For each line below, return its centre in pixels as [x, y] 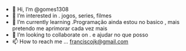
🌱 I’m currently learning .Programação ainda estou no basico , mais [96, 22]
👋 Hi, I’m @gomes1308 [40, 9]
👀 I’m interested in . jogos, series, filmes [62, 16]
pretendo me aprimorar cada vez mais [60, 28]
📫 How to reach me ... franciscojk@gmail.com [70, 41]
